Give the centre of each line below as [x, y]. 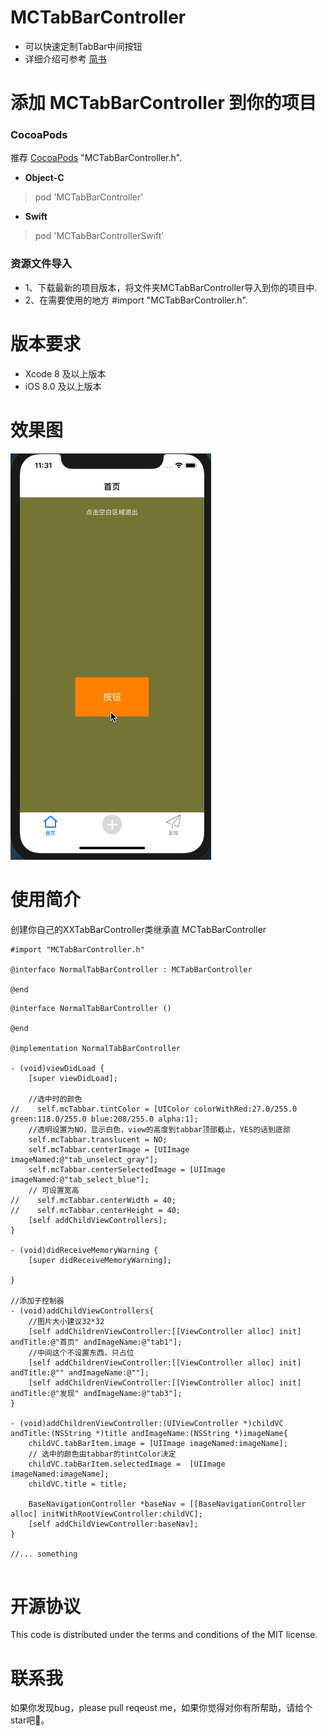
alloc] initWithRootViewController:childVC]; [106, 1514]
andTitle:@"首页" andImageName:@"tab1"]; [96, 1342]
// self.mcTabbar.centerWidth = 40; [93, 1200]
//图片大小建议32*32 [66, 1321]
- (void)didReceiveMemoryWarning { [84, 1250]
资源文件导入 [41, 264]
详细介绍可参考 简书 [65, 58]
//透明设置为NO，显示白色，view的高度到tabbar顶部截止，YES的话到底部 [159, 1129]
